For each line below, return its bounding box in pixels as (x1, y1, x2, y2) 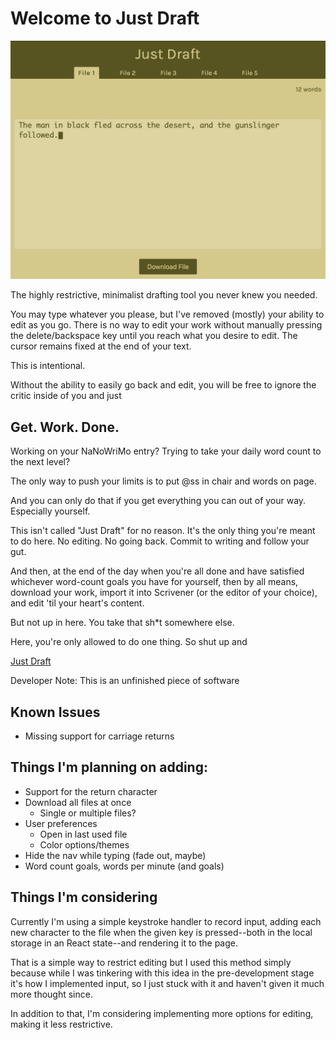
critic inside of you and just (10, 390, 122, 402)
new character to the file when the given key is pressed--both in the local (10, 926, 313, 938)
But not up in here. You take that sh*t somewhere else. (10, 617, 235, 629)
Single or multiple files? (39, 807, 137, 819)
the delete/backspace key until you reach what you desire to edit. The (10, 330, 298, 342)
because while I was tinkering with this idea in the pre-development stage (10, 967, 315, 979)
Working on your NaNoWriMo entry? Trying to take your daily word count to (10, 445, 322, 457)
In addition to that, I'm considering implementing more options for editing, (10, 1007, 314, 1019)
